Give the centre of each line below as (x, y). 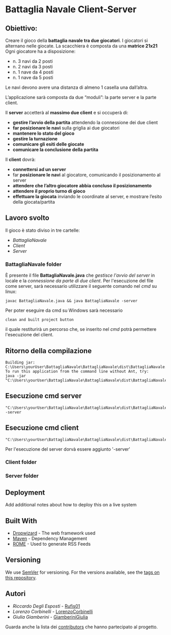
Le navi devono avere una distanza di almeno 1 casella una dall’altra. (77, 87)
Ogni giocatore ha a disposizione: (40, 51)
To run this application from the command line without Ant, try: (77, 371)
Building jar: (20, 362)
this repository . (21, 577)
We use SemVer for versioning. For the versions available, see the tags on (82, 572)
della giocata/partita (34, 202)
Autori (16, 594)
